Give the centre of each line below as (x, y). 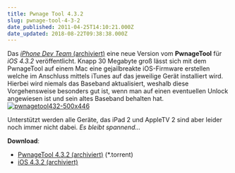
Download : (24, 141)
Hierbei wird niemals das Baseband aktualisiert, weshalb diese (98, 84)
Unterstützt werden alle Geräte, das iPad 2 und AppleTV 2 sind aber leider (115, 120)
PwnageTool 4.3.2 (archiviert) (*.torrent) (76, 155)
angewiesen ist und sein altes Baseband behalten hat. (86, 99)
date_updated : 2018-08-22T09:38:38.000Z (68, 34)
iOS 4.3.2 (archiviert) (48, 162)
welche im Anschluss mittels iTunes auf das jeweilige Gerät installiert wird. (115, 76)
